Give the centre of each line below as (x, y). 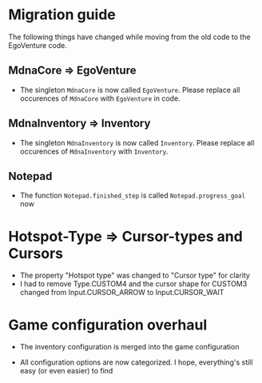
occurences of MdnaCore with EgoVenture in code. (100, 98)
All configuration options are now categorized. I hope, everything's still (136, 362)
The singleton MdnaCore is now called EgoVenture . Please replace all (130, 90)
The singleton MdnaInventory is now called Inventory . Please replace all (137, 142)
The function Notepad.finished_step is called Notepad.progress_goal (133, 195)
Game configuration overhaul (108, 325)
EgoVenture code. (38, 45)
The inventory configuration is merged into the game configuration (129, 347)
